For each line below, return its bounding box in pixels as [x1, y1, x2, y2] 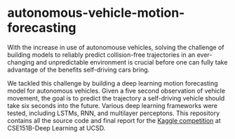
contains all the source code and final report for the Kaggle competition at [7, 116, 221, 124]
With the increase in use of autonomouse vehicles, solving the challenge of [7, 43, 224, 51]
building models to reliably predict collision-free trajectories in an [7, 51, 196, 59]
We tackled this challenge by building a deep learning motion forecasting [7, 79, 219, 87]
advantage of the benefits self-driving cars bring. [7, 65, 150, 74]
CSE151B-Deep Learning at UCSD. [7, 124, 106, 132]
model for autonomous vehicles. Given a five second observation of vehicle [7, 86, 226, 95]
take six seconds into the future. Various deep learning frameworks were [7, 101, 218, 110]
